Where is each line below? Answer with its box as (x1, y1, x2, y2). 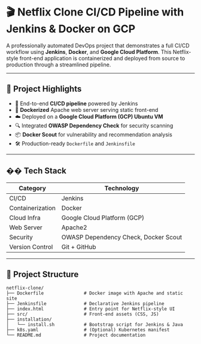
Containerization (9, 203, 56, 212)
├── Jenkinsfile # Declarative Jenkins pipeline (6, 301, 165, 307)
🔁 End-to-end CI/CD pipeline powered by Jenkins (14, 100, 138, 107)
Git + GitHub (61, 242, 96, 251)
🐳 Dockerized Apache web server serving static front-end (14, 106, 159, 113)
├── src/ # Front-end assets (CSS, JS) (6, 311, 160, 318)
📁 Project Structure (6, 269, 79, 279)
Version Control (9, 242, 53, 251)
